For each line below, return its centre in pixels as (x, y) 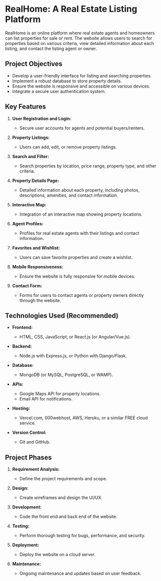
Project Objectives (34, 64)
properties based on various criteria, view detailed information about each (80, 43)
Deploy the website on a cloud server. (58, 555)
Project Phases (29, 458)
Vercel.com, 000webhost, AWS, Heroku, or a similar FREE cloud (83, 418)
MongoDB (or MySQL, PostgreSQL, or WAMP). (66, 375)
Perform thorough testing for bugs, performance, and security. (82, 536)
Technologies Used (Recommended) (62, 316)
